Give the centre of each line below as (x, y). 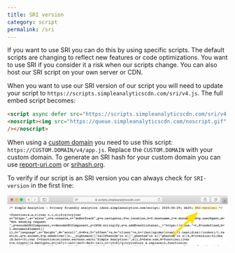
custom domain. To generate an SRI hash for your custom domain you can (114, 157)
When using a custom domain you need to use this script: (90, 142)
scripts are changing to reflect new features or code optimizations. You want (117, 58)
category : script (33, 22)
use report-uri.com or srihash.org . (56, 164)
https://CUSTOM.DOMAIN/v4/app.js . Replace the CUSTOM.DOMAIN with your (110, 149)
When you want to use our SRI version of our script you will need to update (115, 86)
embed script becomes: (41, 100)
